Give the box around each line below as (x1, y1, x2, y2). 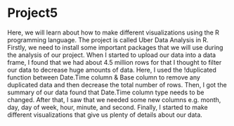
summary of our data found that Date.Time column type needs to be (7, 88, 204, 96)
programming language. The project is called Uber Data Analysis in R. (7, 35, 209, 44)
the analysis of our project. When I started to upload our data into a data (7, 51, 216, 59)
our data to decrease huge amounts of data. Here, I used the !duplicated (7, 65, 216, 74)
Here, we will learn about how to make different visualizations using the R (7, 28, 220, 37)
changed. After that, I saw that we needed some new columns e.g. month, (7, 95, 221, 103)
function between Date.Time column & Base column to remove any (7, 73, 200, 82)
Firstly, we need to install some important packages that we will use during (7, 43, 223, 51)
